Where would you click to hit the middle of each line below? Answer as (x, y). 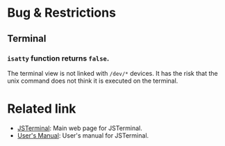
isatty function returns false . (58, 58)
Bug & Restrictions (62, 13)
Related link (42, 109)
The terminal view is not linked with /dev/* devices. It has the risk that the (112, 73)
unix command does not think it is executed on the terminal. (93, 81)
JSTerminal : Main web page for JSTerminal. (80, 128)
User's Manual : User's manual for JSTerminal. (83, 135)
